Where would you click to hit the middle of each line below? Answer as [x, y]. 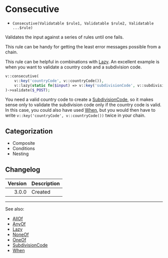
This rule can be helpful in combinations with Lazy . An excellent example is [82, 61]
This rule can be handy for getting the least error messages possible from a [83, 46]
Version [17, 184]
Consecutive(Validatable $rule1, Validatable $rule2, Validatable [83, 23]
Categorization [29, 131]
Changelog [23, 169]
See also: [15, 209]
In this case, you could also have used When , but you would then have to [80, 110]
